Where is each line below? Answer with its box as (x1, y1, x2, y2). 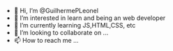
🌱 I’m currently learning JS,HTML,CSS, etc (13, 21, 136, 29)
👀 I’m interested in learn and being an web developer (13, 14, 166, 22)
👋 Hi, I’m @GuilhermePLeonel (13, 7, 99, 14)
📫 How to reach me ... (13, 37, 79, 44)
